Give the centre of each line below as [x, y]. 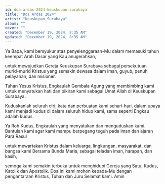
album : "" [15, 23]
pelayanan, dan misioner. [31, 76]
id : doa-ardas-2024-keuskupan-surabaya [46, 10]
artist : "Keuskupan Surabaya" [36, 19]
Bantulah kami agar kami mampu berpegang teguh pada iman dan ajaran [79, 131]
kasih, [11, 156]
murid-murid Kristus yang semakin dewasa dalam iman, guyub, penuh [77, 71]
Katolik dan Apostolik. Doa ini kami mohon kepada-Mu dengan [69, 171]
